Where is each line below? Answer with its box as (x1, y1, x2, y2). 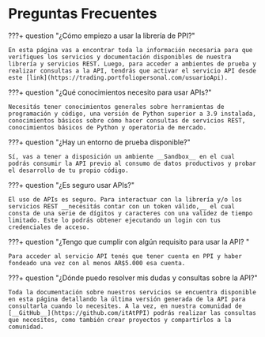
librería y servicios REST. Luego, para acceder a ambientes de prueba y (8, 60, 257, 68)
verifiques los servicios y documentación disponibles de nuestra (8, 53, 232, 61)
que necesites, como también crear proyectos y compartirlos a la (8, 316, 232, 324)
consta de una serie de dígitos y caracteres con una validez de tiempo (8, 209, 253, 217)
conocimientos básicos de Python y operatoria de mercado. (8, 123, 207, 131)
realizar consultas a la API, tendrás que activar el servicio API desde (8, 66, 257, 75)
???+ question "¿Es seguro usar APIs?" (8, 180, 135, 189)
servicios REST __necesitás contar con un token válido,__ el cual (8, 202, 236, 210)
